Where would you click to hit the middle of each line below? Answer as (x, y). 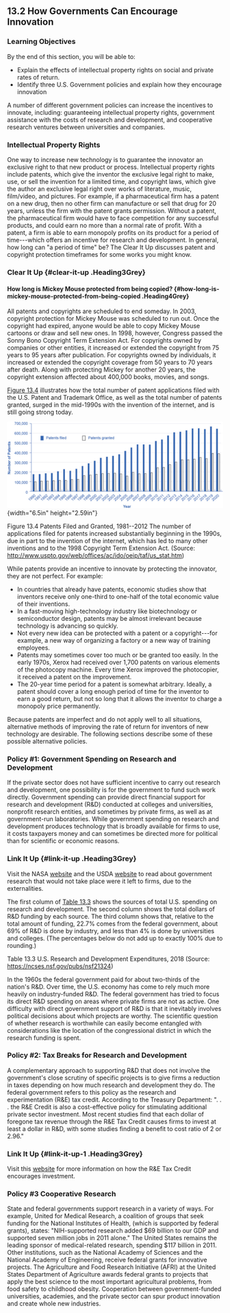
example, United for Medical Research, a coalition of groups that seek (105, 1216)
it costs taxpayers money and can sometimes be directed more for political (112, 834)
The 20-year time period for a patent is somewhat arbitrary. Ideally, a (114, 684)
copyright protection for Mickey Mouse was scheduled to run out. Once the (113, 319)
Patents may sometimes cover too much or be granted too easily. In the (118, 654)
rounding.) (22, 945)
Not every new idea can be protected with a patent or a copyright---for (117, 633)
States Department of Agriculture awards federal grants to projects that (108, 1275)
